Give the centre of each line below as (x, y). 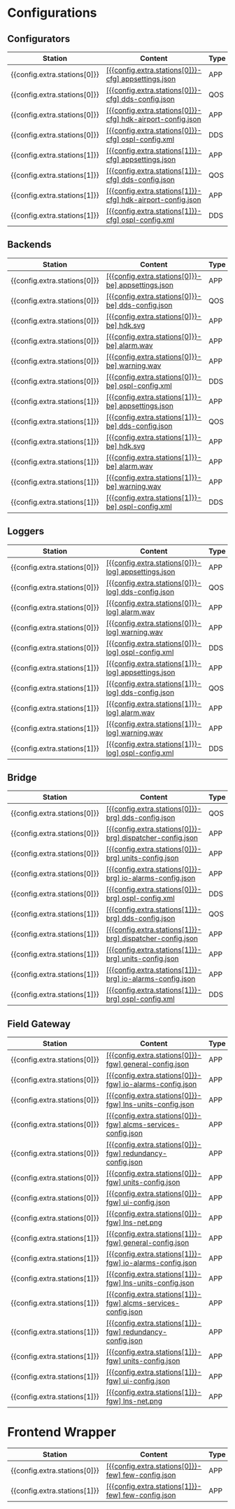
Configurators (39, 39)
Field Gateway (39, 1024)
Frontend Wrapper (62, 1432)
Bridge (22, 778)
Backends (29, 245)
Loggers (26, 531)
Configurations (52, 13)
